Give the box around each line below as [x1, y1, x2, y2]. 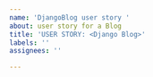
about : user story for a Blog [9, 21, 123, 30]
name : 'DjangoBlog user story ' [9, 13, 130, 22]
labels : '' [9, 38, 50, 47]
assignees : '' [9, 47, 63, 56]
